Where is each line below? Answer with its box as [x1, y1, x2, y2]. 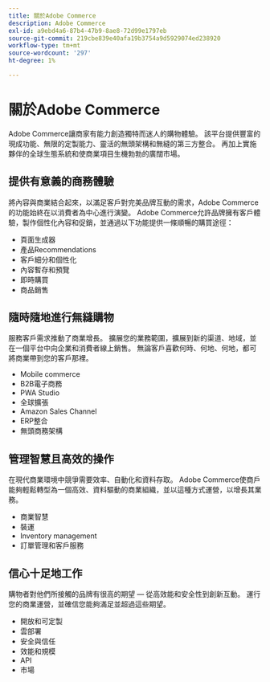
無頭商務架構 [19, 427, 63, 436]
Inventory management [19, 531, 98, 541]
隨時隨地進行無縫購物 [8, 311, 114, 325]
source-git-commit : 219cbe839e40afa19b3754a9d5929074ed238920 [8, 34, 221, 43]
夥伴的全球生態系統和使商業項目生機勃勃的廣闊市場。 [8, 149, 185, 158]
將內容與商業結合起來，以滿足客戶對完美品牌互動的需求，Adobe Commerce [8, 198, 259, 207]
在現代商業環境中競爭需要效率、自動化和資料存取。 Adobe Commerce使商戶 [8, 475, 261, 484]
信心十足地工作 [8, 566, 83, 580]
